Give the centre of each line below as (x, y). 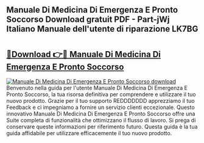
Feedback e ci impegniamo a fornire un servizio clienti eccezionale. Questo (100, 107)
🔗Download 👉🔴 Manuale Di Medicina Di (84, 54)
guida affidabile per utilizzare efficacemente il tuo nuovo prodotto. (89, 133)
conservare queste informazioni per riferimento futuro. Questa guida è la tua (102, 127)
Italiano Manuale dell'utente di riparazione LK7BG (102, 29)
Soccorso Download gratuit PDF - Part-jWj (88, 20)
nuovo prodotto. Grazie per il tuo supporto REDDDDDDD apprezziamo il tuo (100, 101)
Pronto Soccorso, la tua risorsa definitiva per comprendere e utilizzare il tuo (101, 94)
